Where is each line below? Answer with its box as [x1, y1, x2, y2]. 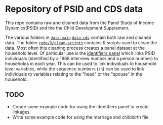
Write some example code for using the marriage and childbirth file [12, 114, 149, 120]
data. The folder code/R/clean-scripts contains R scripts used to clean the [5, 39, 157, 45]
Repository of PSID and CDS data [5, 3, 143, 15]
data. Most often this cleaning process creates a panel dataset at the [5, 45, 145, 51]
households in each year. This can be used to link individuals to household [5, 61, 157, 66]
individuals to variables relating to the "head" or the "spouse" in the [5, 71, 142, 77]
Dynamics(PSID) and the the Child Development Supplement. [5, 25, 130, 31]
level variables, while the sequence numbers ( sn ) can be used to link [5, 65, 145, 72]
